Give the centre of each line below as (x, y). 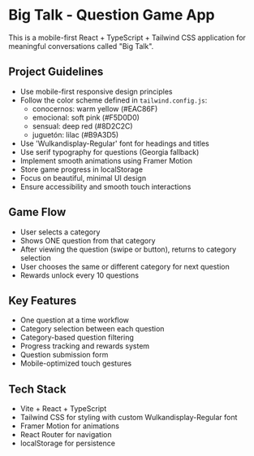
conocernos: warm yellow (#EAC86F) (95, 108)
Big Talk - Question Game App (112, 15)
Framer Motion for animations (70, 426)
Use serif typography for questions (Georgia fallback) (110, 151)
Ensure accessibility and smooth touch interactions (105, 186)
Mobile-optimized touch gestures (76, 363)
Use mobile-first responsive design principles (96, 91)
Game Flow (37, 212)
